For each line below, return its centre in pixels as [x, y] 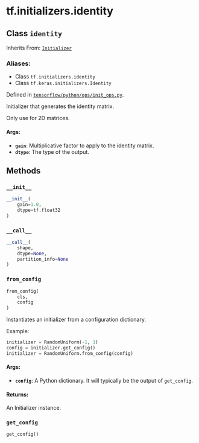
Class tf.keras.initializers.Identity [63, 83]
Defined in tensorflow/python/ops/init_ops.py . [65, 95]
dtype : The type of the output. [52, 151]
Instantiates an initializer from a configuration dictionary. [76, 320]
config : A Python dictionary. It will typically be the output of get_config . [104, 380]
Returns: [17, 394]
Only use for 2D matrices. [38, 118]
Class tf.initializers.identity [55, 77]
